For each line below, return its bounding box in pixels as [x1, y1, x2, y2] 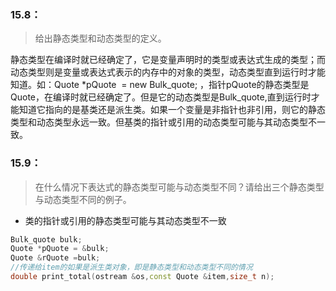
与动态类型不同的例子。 [34, 193, 132, 205]
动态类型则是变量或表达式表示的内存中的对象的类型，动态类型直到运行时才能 [10, 66, 326, 78]
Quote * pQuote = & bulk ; [10, 244, 110, 254]
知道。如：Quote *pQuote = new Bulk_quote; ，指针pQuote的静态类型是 [10, 79, 310, 91]
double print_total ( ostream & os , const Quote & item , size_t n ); [10, 272, 275, 282]
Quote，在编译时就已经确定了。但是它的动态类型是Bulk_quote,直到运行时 [10, 91, 312, 103]
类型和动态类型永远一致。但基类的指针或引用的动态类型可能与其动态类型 [10, 116, 308, 128]
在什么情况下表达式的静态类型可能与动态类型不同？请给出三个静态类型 [34, 181, 325, 193]
